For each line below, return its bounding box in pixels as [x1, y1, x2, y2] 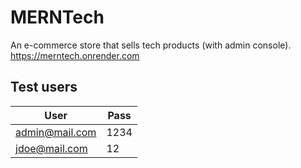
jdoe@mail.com [15, 141, 88, 155]
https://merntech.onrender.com [10, 49, 140, 61]
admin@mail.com [15, 125, 97, 139]
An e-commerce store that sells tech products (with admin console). [10, 39, 292, 51]
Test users [10, 79, 78, 96]
